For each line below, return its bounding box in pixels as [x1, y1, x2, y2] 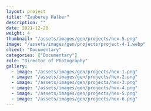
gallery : [6, 63, 28, 69]
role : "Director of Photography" [6, 58, 88, 63]
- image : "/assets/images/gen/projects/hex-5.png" [11, 90, 138, 96]
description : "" [6, 19, 46, 25]
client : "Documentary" [6, 47, 62, 53]
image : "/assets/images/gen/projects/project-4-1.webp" [6, 42, 146, 48]
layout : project [6, 8, 46, 15]
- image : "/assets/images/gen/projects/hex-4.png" [11, 85, 138, 91]
